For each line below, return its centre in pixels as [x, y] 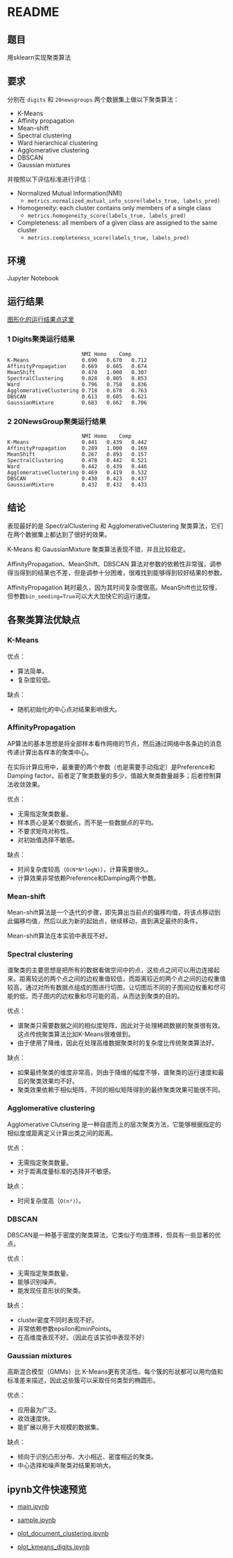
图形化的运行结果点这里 [41, 319]
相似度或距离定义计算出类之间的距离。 [62, 1133]
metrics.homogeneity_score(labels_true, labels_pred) [107, 216]
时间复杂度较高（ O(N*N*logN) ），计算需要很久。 [85, 869]
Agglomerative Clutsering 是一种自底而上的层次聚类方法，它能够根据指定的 [114, 1124]
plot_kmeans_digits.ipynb [53, 1547]
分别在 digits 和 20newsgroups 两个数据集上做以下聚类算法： [93, 99]
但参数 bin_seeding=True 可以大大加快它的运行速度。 [81, 596]
